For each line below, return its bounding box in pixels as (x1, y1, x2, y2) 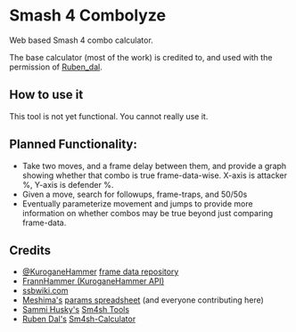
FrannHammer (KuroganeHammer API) (21, 276, 165, 287)
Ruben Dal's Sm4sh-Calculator (21, 313, 136, 325)
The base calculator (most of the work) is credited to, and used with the (9, 52, 273, 62)
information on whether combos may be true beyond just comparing (21, 207, 274, 218)
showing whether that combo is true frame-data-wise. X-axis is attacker (21, 170, 288, 181)
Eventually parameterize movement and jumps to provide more (21, 198, 253, 209)
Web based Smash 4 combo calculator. (9, 35, 153, 45)
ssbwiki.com (21, 286, 69, 296)
